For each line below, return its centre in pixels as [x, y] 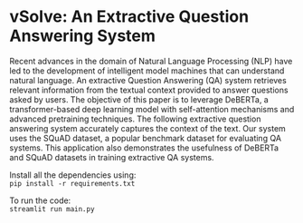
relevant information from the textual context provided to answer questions [149, 90]
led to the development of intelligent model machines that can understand [147, 71]
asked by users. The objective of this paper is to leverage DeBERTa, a [139, 99]
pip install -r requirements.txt [72, 183]
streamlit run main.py [52, 209]
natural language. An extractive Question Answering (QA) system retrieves [148, 80]
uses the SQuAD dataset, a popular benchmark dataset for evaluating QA [146, 138]
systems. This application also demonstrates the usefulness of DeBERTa [144, 148]
